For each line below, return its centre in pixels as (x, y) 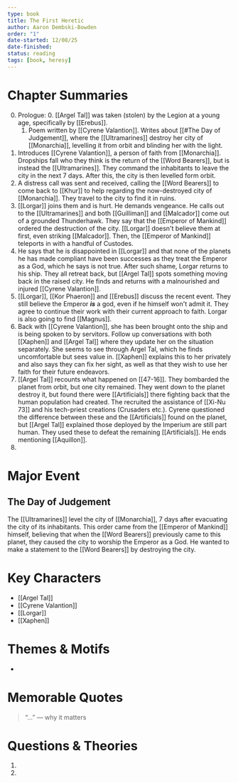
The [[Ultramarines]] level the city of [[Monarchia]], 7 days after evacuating (118, 519)
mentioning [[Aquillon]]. (52, 439)
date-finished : (30, 47)
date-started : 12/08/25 (43, 40)
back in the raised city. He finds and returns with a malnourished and (119, 281)
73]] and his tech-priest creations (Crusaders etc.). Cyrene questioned (121, 409)
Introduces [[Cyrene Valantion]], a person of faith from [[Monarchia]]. (119, 153)
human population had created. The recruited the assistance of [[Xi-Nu (121, 401)
